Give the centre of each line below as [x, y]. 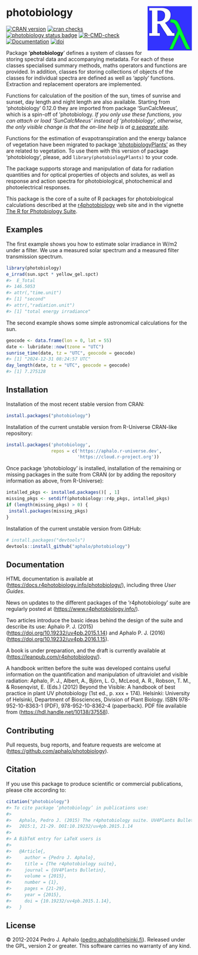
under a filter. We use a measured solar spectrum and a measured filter [93, 250]
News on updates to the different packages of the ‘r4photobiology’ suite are [98, 603]
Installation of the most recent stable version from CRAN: [75, 404]
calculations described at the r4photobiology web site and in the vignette [95, 205]
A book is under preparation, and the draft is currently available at [86, 650]
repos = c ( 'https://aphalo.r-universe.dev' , [106, 451]
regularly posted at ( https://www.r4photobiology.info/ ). [73, 609]
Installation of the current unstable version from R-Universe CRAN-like [92, 427]
